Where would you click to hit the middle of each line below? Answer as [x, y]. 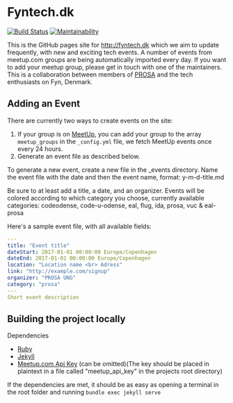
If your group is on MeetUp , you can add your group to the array [109, 134]
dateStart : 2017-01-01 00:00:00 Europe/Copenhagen [82, 252]
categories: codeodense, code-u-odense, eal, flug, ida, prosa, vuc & [105, 205]
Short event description [43, 297]
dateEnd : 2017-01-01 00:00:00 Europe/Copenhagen [79, 258]
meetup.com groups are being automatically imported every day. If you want [117, 59]
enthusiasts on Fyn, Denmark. [50, 81]
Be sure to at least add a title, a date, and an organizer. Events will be [106, 190]
